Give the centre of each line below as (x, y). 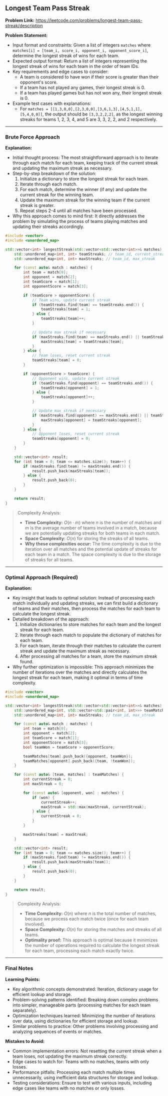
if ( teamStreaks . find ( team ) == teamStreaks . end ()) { (88, 304)
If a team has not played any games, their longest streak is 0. (82, 87)
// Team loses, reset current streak (71, 355)
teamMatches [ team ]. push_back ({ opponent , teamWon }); (78, 756)
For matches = (34, 108)
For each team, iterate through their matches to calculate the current (90, 646)
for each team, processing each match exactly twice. (79, 951)
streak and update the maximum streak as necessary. (75, 651)
